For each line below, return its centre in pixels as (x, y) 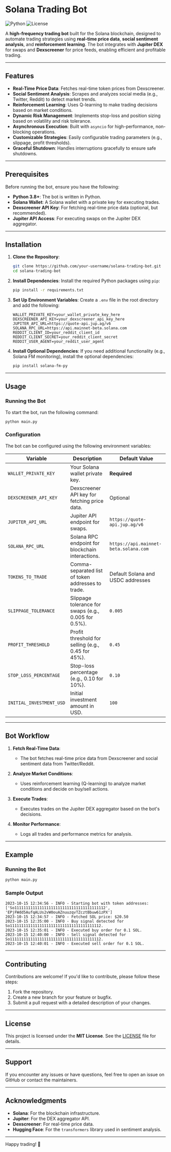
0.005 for (82, 617)
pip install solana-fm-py (40, 366)
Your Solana (85, 467)
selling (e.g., (85, 644)
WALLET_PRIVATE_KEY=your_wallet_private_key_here (66, 315)
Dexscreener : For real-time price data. (53, 1124)
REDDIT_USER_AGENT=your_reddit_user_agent (58, 341)
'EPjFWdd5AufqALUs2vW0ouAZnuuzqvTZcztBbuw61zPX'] (59, 913)
